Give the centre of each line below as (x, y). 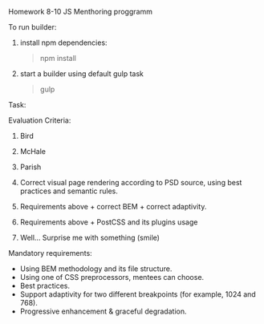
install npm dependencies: (63, 43)
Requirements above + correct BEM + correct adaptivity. (113, 207)
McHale (33, 151)
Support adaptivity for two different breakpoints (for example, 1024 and (138, 294)
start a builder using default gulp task (82, 74)
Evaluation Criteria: (40, 120)
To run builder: (32, 27)
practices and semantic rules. (69, 191)
